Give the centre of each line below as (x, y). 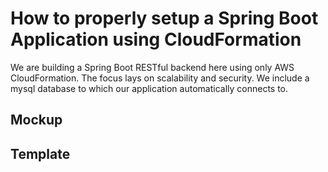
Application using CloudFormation (156, 39)
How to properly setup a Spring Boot (164, 18)
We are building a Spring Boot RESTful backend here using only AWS (152, 67)
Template (40, 153)
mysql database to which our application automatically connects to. (149, 88)
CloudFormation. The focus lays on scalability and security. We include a (160, 78)
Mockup (36, 120)
